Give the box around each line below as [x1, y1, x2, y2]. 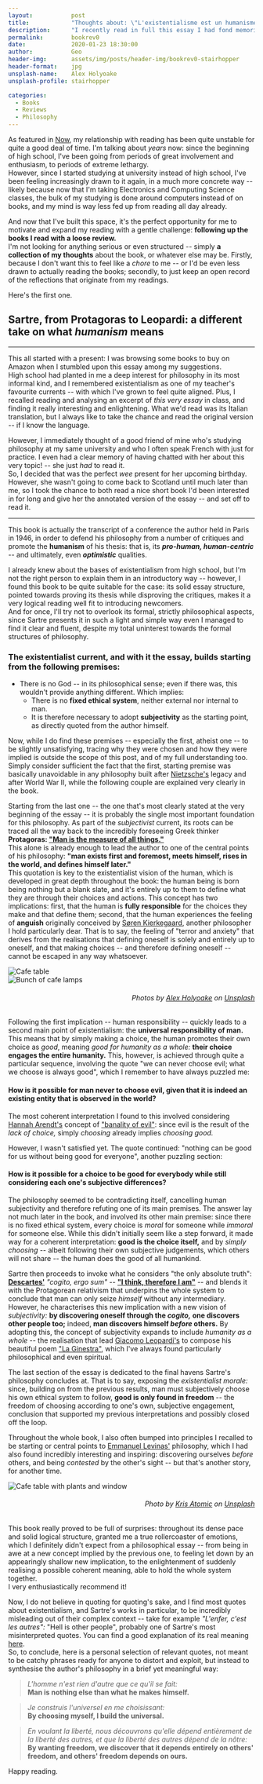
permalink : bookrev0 [8, 33, 100, 42]
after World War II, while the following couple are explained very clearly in [8, 778, 246, 788]
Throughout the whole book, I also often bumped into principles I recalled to [8, 1432, 253, 1442]
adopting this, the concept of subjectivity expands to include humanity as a [8, 1327, 252, 1336]
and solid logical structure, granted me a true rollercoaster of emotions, [8, 1532, 239, 1541]
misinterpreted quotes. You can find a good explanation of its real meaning [8, 1630, 249, 1640]
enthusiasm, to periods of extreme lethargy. [8, 160, 150, 169]
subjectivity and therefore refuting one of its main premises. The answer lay [8, 1203, 253, 1213]
